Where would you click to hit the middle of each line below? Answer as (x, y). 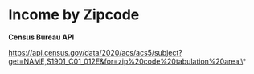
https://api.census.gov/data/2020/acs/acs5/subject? (95, 52)
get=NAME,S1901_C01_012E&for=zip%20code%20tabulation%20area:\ (126, 61)
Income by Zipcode (74, 15)
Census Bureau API (41, 37)
